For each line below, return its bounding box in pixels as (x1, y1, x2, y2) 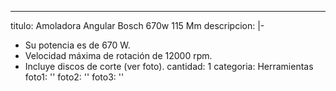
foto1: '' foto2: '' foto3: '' (24, 71, 125, 83)
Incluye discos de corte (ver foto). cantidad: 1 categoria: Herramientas (24, 61, 314, 72)
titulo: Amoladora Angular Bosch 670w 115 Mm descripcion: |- (10, 20, 265, 31)
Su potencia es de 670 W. (24, 39, 131, 51)
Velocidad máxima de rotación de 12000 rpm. (24, 50, 213, 61)
